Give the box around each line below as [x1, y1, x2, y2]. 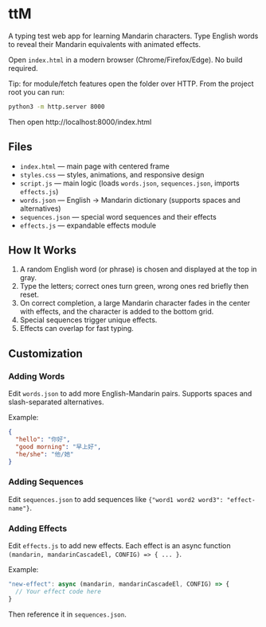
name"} [8, 504, 30, 512]
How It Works [8, 243, 77, 257]
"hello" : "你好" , [15, 435, 71, 443]
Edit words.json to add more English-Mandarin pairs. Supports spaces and [8, 389, 252, 399]
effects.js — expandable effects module [19, 220, 157, 230]
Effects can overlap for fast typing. [19, 324, 134, 333]
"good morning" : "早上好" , [15, 442, 102, 450]
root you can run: [8, 87, 65, 96]
